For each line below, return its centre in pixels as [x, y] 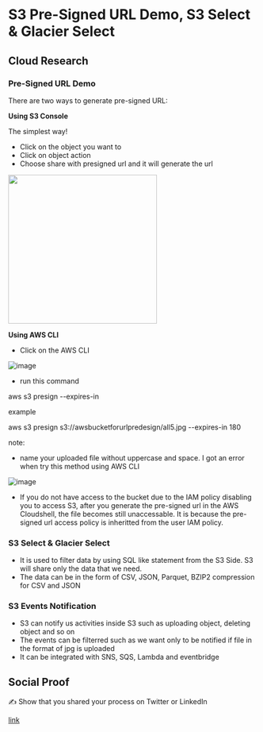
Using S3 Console [38, 116]
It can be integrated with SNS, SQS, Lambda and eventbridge [119, 657]
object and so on [47, 632]
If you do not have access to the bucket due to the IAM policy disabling [135, 497]
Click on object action [55, 155]
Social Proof [39, 682]
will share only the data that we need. [81, 568]
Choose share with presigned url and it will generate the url [116, 164]
